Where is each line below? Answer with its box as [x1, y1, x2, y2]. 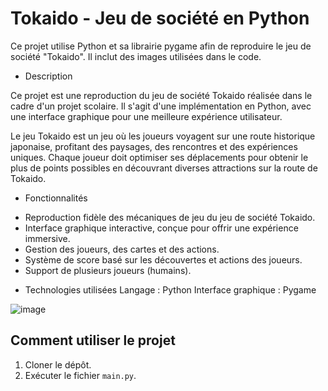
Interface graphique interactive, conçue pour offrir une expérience [24, 222, 299, 234]
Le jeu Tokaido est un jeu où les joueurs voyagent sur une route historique [10, 130, 316, 142]
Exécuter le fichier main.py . [24, 369, 137, 381]
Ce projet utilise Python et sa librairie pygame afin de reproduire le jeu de [10, 40, 312, 52]
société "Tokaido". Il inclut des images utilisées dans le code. [10, 50, 262, 62]
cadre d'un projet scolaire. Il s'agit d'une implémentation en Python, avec [10, 100, 312, 112]
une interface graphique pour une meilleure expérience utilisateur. [10, 110, 283, 122]
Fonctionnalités [24, 192, 88, 204]
